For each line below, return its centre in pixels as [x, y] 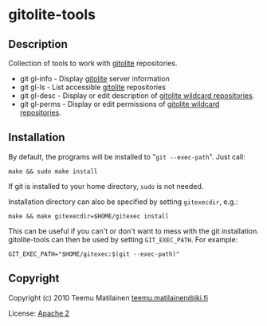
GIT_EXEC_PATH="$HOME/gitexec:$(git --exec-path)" [94, 254]
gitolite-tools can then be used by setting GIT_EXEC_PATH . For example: [123, 239]
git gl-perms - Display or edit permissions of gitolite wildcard [120, 104]
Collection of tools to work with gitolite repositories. [93, 63]
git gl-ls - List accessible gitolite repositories [92, 87]
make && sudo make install [53, 171]
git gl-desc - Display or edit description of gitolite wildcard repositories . [137, 96]
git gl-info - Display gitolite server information [94, 79]
